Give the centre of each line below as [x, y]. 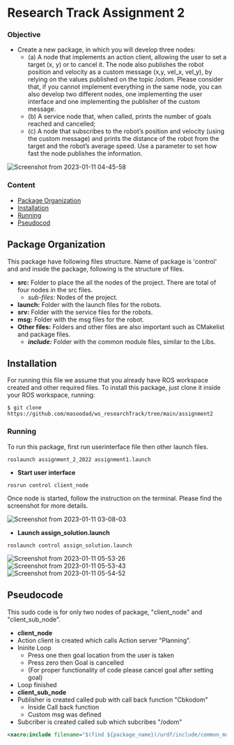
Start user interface [46, 472]
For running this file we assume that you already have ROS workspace [108, 380]
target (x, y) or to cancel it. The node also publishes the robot [116, 65]
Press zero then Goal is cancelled [76, 662]
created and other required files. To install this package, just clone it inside [114, 388]
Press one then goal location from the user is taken [101, 655]
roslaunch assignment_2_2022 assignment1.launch [79, 459]
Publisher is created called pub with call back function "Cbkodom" [112, 700]
